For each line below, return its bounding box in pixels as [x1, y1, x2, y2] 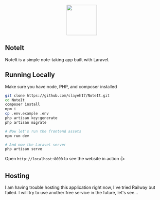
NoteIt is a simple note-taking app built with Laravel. [5, 56, 109, 63]
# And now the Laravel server [5, 142, 67, 147]
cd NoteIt [5, 98, 25, 102]
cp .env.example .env [5, 111, 49, 116]
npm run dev [5, 133, 29, 138]
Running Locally [5, 71, 55, 79]
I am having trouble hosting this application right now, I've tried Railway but [5, 184, 156, 190]
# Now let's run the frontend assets [5, 129, 82, 133]
